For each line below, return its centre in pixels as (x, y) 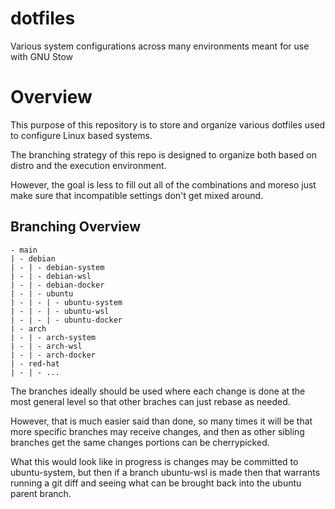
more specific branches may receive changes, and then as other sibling (157, 431)
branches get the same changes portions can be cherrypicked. (140, 442)
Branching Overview (76, 227)
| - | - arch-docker (53, 355)
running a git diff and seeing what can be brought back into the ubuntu (156, 483)
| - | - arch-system (53, 337)
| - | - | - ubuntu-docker (66, 320)
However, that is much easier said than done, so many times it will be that (161, 421)
